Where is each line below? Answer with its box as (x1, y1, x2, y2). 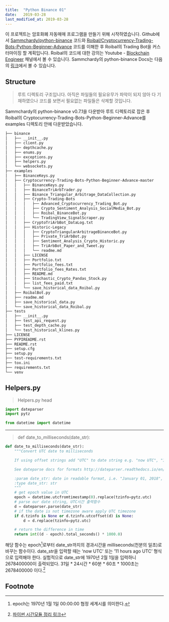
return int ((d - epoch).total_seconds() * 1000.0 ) (14, 532, 123, 537)
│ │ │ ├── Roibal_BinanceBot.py (5, 211, 87, 216)
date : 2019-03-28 (5, 12, 46, 17)
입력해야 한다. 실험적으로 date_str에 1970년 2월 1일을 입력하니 (14, 554, 137, 560)
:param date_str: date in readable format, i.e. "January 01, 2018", (14, 476, 163, 481)
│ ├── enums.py (5, 149, 42, 155)
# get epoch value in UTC (14, 490, 69, 495)
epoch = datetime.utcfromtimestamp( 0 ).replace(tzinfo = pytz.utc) (14, 495, 152, 500)
